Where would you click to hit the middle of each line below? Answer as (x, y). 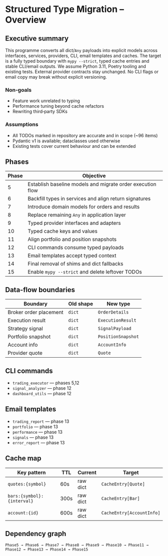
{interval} (20, 501)
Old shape (81, 304)
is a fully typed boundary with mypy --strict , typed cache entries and (77, 61)
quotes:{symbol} (27, 484)
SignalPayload (114, 329)
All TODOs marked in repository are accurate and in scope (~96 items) (85, 135)
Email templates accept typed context (72, 255)
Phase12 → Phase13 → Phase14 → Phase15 (47, 549)
